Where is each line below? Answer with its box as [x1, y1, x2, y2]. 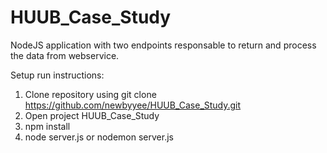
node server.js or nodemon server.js [24, 131, 174, 143]
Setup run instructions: [10, 69, 105, 81]
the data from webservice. [10, 49, 120, 61]
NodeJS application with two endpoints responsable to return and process [10, 39, 317, 51]
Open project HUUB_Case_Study [24, 109, 160, 121]
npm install [24, 120, 71, 132]
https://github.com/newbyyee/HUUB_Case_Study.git [24, 99, 242, 111]
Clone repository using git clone [24, 88, 157, 100]
